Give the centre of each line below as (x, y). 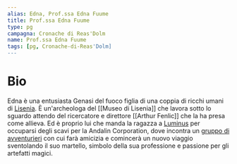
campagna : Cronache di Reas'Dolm (56, 33)
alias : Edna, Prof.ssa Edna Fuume (58, 14)
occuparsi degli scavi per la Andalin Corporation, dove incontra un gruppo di (119, 130)
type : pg (20, 27)
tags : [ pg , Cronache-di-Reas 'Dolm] (60, 46)
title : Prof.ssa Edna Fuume (49, 20)
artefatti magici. (30, 153)
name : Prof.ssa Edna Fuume (47, 40)
